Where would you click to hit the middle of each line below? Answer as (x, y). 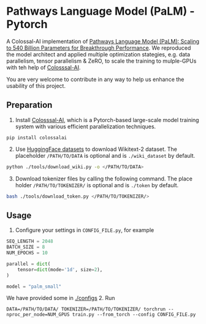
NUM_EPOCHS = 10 (27, 253)
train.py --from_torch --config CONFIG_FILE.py (134, 315)
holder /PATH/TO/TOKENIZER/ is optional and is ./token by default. (97, 185)
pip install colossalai (37, 137)
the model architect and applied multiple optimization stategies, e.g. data (98, 54)
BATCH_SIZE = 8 (26, 247)
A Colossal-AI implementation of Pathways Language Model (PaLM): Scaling (103, 41)
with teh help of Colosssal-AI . (44, 67)
